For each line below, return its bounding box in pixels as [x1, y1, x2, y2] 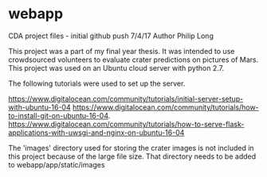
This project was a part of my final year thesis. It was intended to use [8, 46, 235, 56]
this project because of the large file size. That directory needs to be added [8, 152, 257, 161]
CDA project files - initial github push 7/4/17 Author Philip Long [8, 31, 214, 40]
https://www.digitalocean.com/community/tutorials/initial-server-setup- [8, 94, 244, 103]
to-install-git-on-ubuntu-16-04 [8, 110, 109, 120]
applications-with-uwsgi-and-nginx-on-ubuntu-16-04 [8, 128, 185, 137]
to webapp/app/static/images [8, 160, 105, 169]
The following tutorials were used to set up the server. [8, 79, 186, 88]
